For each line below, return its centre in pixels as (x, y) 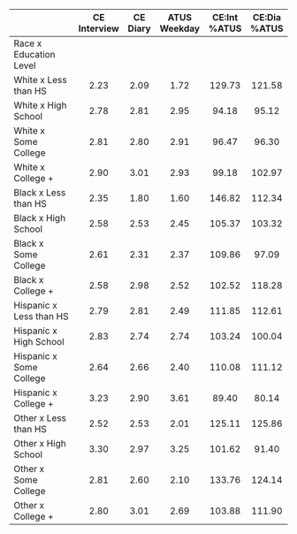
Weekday (180, 28)
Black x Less (40, 192)
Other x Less (40, 418)
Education (34, 54)
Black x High (40, 218)
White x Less (41, 80)
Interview (99, 28)
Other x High (40, 443)
